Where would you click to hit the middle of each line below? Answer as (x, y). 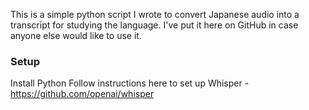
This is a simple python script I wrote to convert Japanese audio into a (155, 14)
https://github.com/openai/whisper (82, 94)
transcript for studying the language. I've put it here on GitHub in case (154, 25)
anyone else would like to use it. (76, 35)
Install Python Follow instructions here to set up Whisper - (130, 83)
